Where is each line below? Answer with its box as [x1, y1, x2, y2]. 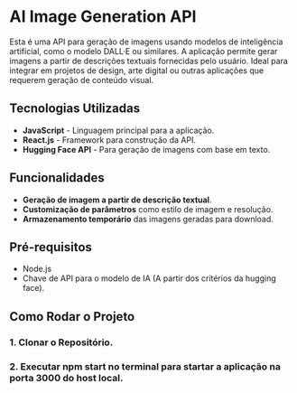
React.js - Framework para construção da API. [22, 134, 197, 145]
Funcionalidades [9, 170, 106, 186]
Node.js [22, 264, 52, 275]
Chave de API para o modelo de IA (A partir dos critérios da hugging [22, 273, 277, 284]
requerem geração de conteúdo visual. [9, 74, 154, 85]
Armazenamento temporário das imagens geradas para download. [22, 213, 274, 224]
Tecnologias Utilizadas [9, 101, 141, 117]
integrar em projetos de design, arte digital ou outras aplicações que [9, 65, 265, 76]
